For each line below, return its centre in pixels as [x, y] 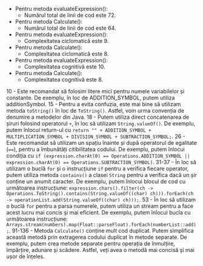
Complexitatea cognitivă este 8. [64, 79]
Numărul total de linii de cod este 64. [70, 28]
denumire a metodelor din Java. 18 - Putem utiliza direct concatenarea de [98, 117]
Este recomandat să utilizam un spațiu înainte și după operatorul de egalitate [101, 143]
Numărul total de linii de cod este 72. [70, 15]
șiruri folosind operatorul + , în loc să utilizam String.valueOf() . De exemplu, [101, 123]
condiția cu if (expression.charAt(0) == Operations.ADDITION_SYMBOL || [98, 156]
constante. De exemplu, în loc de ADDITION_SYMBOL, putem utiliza [91, 98]
